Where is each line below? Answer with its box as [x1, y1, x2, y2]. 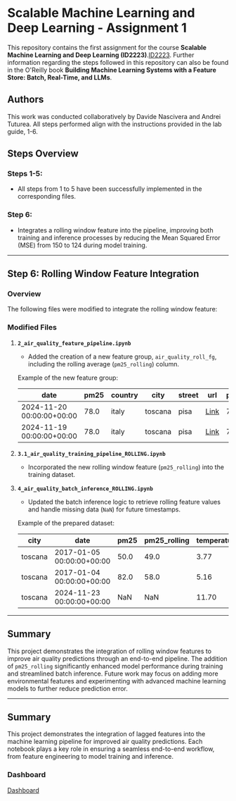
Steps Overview [7, 148, 79, 160]
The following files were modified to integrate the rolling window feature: [7, 305, 218, 313]
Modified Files [7, 323, 58, 333]
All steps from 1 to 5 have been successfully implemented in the [17, 185, 202, 193]
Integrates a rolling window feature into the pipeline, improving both [17, 225, 214, 234]
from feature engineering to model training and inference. [7, 752, 174, 761]
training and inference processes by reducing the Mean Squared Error [17, 233, 221, 242]
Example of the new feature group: [17, 373, 118, 382]
